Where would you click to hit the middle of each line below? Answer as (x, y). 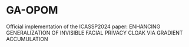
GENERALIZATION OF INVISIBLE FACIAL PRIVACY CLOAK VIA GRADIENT (95, 32)
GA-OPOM (32, 10)
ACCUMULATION (27, 39)
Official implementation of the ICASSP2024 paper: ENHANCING (83, 26)
